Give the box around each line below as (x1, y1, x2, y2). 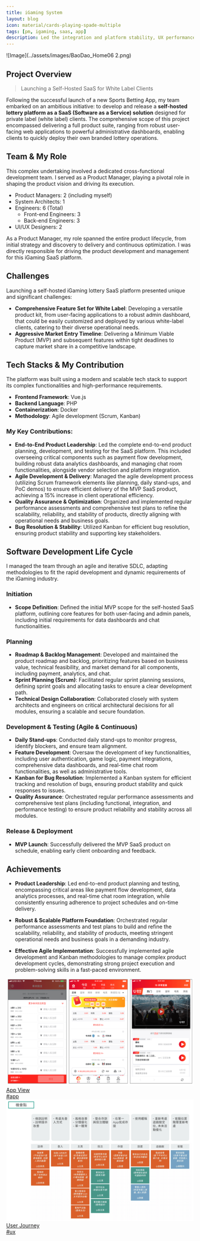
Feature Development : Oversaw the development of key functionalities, (14, 749, 192, 756)
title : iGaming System (6, 10, 62, 15)
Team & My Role (6, 152, 67, 162)
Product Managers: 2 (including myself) (14, 191, 112, 199)
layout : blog (6, 15, 39, 22)
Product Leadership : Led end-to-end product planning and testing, (14, 880, 180, 887)
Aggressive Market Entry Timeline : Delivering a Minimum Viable (14, 330, 174, 337)
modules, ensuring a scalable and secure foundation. (14, 708, 145, 715)
